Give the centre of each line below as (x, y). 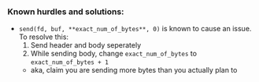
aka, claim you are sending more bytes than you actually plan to (134, 70)
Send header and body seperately (86, 45)
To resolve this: (43, 37)
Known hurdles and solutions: (66, 12)
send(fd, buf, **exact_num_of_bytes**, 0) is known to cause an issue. (135, 29)
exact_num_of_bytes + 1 (70, 62)
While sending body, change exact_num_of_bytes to (114, 54)
